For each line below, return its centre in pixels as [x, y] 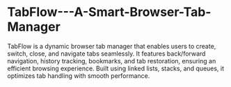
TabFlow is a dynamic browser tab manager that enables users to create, [112, 46]
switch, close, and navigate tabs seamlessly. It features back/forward [106, 54]
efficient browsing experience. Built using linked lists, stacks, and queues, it [116, 68]
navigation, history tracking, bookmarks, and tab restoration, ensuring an [112, 61]
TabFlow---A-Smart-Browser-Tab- [109, 12]
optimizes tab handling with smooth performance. [79, 76]
